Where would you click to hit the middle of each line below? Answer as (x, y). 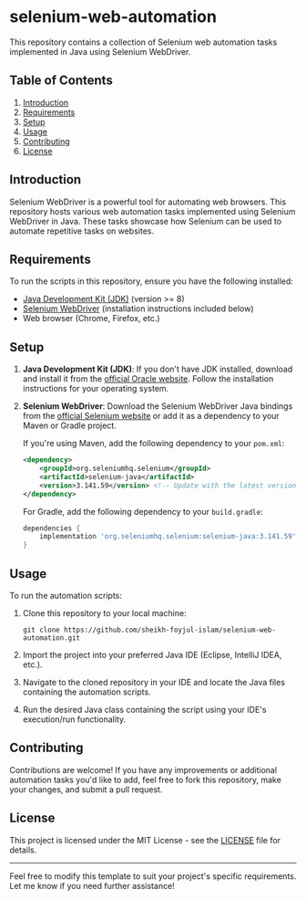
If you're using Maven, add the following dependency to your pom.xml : (153, 444)
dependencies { (51, 528)
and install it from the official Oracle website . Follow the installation (148, 379)
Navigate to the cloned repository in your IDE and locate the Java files (153, 682)
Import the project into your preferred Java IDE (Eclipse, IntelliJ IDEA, (152, 655)
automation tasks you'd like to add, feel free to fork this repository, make (146, 780)
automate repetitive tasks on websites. (82, 231)
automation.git (51, 638)
